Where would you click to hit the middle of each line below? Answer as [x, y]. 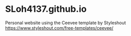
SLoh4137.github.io [46, 9]
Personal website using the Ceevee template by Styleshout [65, 23]
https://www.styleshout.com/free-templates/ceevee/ [59, 28]
